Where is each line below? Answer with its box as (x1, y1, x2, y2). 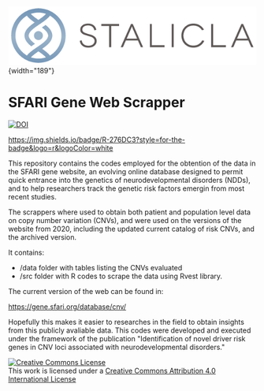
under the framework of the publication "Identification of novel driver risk (8, 333, 246, 343)
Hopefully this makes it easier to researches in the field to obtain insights (8, 317, 244, 326)
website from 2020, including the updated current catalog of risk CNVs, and (8, 224, 255, 233)
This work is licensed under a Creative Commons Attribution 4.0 (8, 366, 217, 375)
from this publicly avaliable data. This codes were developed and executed (8, 326, 251, 335)
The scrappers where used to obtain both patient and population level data (8, 207, 251, 217)
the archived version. (8, 232, 77, 242)
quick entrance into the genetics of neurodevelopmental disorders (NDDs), (8, 175, 251, 184)
